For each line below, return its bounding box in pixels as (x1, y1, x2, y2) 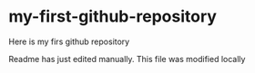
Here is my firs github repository (8, 36, 130, 47)
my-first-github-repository (8, 6, 218, 27)
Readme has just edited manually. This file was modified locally (8, 53, 246, 64)
